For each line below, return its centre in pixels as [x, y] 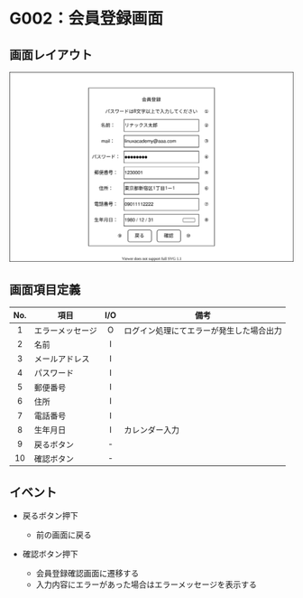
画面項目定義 [45, 290]
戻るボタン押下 [50, 516]
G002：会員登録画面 [87, 19]
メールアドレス [62, 359]
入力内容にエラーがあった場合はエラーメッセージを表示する [146, 584]
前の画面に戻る [64, 535]
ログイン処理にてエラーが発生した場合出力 [203, 330]
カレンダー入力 [152, 430]
